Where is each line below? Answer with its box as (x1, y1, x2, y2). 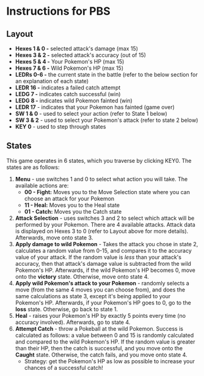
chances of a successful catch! (24, 364, 103, 371)
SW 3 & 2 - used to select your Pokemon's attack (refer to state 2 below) (15, 116, 199, 124)
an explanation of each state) (15, 78, 89, 85)
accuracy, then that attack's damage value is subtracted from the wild (15, 260, 191, 267)
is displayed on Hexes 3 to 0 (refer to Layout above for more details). (15, 227, 189, 235)
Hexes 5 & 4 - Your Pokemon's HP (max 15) (15, 58, 125, 65)
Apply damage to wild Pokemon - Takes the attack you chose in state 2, (15, 240, 199, 247)
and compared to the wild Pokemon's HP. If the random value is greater (15, 338, 195, 345)
